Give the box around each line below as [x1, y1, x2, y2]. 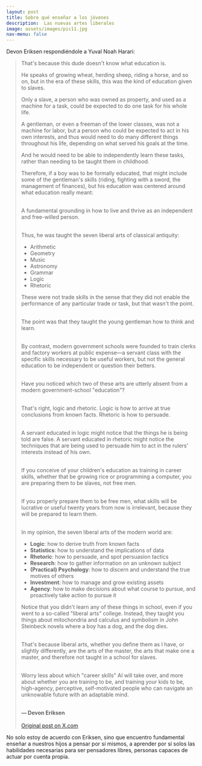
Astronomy [30, 262, 58, 270]
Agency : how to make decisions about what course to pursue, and [30, 585, 196, 592]
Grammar [30, 269, 54, 276]
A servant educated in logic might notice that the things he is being [21, 429, 188, 437]
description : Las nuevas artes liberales [6, 20, 115, 26]
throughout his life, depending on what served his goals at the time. [21, 140, 189, 147]
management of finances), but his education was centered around [21, 183, 186, 190]
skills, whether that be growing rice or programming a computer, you [21, 473, 192, 481]
